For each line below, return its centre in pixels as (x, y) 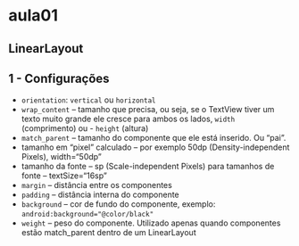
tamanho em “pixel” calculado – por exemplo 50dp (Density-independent (155, 147)
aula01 (33, 16)
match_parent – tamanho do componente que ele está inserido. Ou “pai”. (154, 138)
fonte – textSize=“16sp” (64, 176)
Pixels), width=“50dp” (61, 157)
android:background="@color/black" (87, 215)
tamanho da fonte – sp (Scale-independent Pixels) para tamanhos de (148, 167)
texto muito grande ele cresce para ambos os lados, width (128, 119)
